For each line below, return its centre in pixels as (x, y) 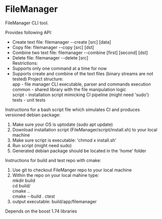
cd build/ (21, 186)
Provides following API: (29, 32)
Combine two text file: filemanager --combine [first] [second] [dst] (80, 53)
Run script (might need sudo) (42, 145)
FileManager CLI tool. (27, 23)
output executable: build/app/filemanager (55, 201)
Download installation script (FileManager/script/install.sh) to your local (85, 129)
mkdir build (24, 180)
